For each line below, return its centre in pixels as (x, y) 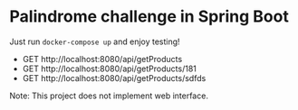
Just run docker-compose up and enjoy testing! (95, 41)
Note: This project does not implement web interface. (109, 96)
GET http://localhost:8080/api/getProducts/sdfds (114, 78)
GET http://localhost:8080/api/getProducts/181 (109, 69)
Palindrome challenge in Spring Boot (149, 17)
